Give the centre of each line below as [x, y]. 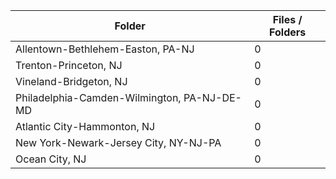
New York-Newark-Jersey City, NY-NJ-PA [118, 142]
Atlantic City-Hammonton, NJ [85, 126]
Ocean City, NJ [51, 159]
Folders [288, 32]
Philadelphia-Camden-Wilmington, [98, 97]
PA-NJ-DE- [212, 97]
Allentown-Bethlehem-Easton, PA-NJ [105, 49]
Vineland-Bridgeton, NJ [71, 81]
